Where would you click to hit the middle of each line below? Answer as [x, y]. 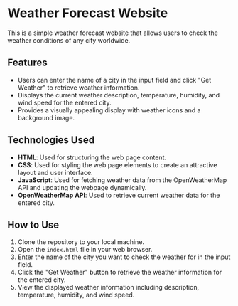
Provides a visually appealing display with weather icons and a [109, 110]
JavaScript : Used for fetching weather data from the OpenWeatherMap [122, 180]
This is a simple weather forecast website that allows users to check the [113, 33]
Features [27, 63]
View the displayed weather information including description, [108, 287]
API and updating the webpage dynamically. [82, 187]
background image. [46, 117]
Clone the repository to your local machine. [81, 242]
